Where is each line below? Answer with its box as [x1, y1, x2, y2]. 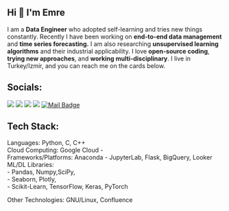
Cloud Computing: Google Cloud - [7, 146, 104, 155]
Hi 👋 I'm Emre [7, 7, 65, 19]
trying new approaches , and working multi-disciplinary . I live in [7, 54, 191, 63]
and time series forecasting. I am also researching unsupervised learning [7, 39, 219, 48]
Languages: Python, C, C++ [7, 139, 86, 147]
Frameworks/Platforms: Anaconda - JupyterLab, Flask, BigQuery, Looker [7, 153, 213, 162]
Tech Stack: [7, 121, 60, 133]
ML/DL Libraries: [7, 161, 54, 169]
